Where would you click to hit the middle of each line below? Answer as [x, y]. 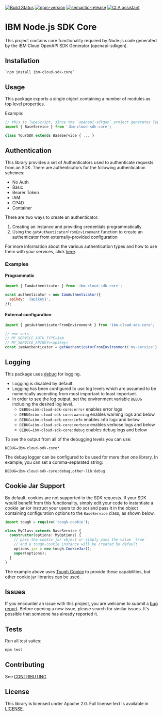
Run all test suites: [23, 641]
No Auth [20, 182]
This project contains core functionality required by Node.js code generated [81, 40]
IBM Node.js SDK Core [51, 27]
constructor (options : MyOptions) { [45, 535]
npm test [14, 650]
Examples [17, 264]
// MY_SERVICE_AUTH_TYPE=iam [34, 338]
